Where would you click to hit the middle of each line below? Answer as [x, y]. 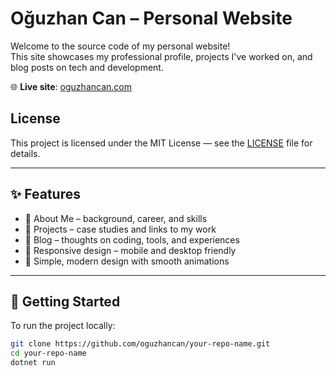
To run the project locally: [63, 326]
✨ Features [45, 194]
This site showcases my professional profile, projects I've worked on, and [161, 56]
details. [25, 153]
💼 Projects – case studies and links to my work [120, 229]
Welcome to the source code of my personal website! [120, 46]
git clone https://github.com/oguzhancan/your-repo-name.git [140, 344]
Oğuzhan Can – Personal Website [151, 18]
